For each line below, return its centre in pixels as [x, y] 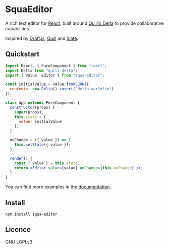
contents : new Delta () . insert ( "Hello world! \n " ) [62, 89]
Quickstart [22, 54]
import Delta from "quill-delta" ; [42, 71]
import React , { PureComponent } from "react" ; [56, 66]
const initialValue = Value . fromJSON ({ [47, 84]
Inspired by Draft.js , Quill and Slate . [42, 38]
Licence [18, 230]
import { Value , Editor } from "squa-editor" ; [55, 75]
